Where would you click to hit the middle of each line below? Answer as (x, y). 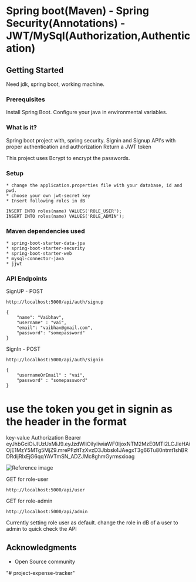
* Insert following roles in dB (45, 201)
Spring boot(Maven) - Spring (78, 11)
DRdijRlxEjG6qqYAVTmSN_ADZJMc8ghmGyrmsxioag (70, 457)
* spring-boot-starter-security (45, 248)
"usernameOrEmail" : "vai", (51, 375)
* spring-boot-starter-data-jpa (45, 243)
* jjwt (14, 264)
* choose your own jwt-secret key (48, 195)
